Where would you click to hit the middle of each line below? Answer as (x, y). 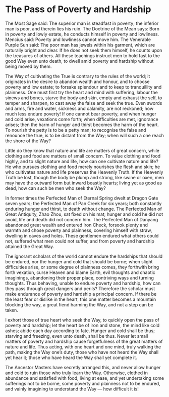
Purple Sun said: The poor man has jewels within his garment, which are (80, 45)
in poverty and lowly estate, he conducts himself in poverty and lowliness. (82, 34)
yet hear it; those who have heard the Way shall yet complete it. (71, 358)
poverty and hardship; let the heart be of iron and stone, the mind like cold (82, 325)
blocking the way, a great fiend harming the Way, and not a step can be (79, 304)
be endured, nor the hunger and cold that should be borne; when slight (79, 261)
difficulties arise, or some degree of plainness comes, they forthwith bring (82, 267)
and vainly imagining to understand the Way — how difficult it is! (72, 389)
